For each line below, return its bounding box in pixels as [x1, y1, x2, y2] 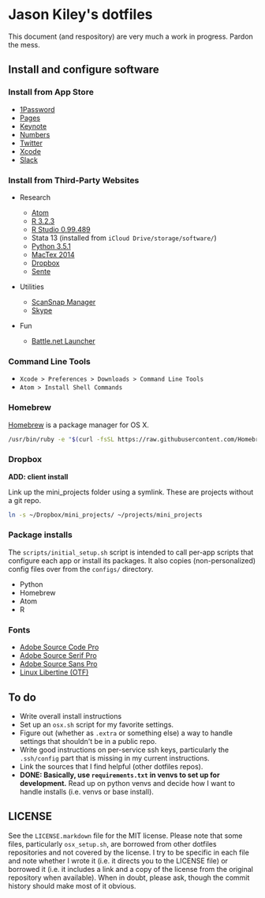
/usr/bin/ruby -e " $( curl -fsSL [8, 435, 114, 443]
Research [19, 192, 51, 202]
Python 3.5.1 [31, 241, 71, 250]
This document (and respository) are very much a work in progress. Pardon [8, 32, 254, 41]
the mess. [8, 39, 41, 49]
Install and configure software [8, 63, 159, 77]
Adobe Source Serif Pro [19, 651, 97, 660]
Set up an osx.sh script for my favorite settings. [19, 720, 174, 729]
